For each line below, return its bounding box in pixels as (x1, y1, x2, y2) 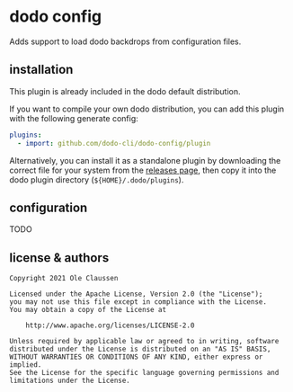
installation (9, 62, 74, 77)
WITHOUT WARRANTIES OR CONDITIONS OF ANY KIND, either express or (9, 352, 263, 361)
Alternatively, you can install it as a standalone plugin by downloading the (9, 155, 281, 165)
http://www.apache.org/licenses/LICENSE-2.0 (25, 321, 195, 330)
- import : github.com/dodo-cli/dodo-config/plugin (17, 138, 211, 147)
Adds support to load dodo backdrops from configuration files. (9, 36, 242, 47)
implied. (9, 361, 42, 370)
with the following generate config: (9, 112, 139, 123)
